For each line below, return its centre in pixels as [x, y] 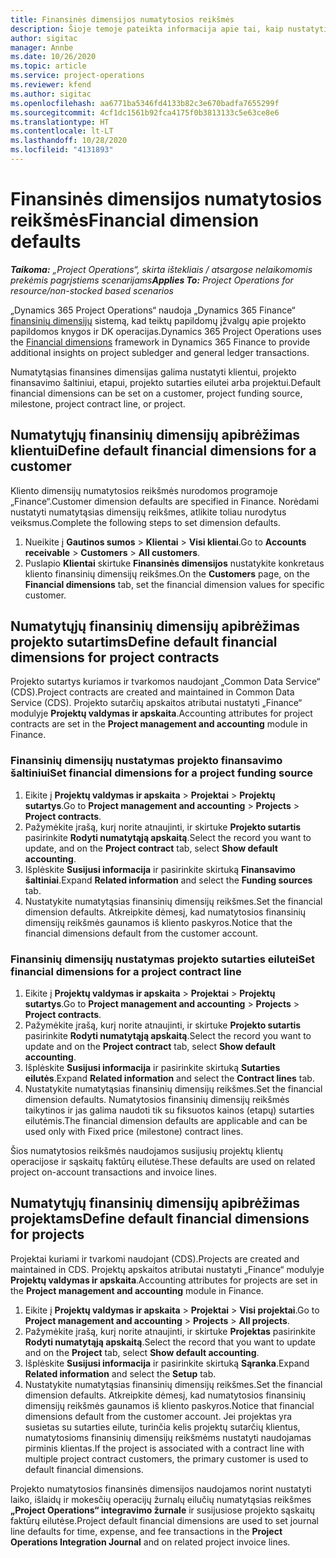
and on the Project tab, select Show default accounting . [142, 1352]
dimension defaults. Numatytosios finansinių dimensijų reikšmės [157, 1100]
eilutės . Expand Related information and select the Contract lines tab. [169, 1078]
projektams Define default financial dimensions [160, 1219]
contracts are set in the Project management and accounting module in [159, 724]
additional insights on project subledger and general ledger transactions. [160, 352]
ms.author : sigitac [51, 94]
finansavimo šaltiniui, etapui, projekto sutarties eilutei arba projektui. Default [166, 382]
